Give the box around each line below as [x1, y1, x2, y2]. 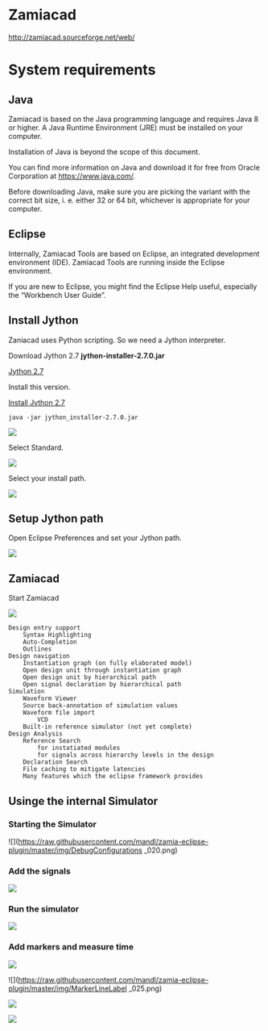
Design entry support [8, 624, 81, 632]
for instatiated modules [37, 744, 121, 752]
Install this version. [8, 382, 71, 392]
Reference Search [23, 737, 81, 745]
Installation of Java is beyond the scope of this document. [8, 147, 200, 157]
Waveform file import [23, 709, 95, 717]
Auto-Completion [23, 638, 78, 647]
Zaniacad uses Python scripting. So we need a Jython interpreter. [8, 335, 226, 345]
